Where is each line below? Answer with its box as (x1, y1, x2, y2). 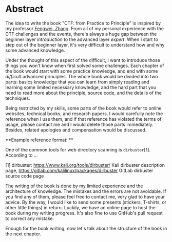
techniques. (5, 95, 30, 101)
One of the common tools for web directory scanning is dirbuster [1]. (5, 146, 150, 152)
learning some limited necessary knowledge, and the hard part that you (5, 84, 157, 90)
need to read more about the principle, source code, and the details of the (5, 90, 162, 96)
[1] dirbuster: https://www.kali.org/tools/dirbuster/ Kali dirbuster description (5, 162, 165, 168)
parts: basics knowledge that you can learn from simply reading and (5, 79, 150, 85)
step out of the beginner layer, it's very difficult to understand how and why (5, 41, 165, 48)
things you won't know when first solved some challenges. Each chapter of (5, 62, 164, 69)
